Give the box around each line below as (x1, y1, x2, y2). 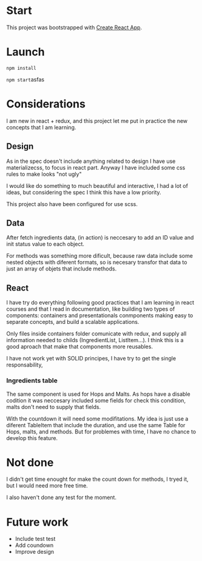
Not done (6, 455, 54, 469)
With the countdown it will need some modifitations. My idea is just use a (6, 415, 189, 422)
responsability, (6, 361, 43, 368)
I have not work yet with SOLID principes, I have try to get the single (6, 355, 177, 362)
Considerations (6, 97, 86, 111)
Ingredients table (6, 376, 58, 385)
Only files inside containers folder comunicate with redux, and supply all (6, 330, 187, 337)
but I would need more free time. (6, 482, 88, 489)
